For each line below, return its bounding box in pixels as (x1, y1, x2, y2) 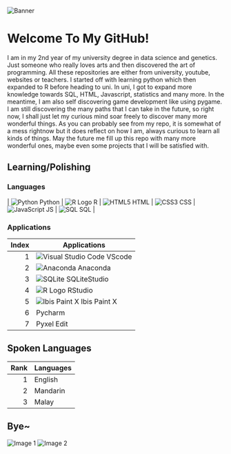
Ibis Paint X (81, 297, 117, 306)
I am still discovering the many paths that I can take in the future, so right (7, 104, 214, 113)
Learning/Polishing (7, 161, 91, 173)
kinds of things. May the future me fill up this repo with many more (7, 134, 197, 142)
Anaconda (77, 263, 112, 273)
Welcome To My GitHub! (7, 31, 150, 46)
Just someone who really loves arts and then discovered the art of (7, 61, 196, 69)
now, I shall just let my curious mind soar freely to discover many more (7, 112, 208, 120)
